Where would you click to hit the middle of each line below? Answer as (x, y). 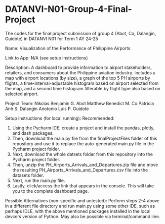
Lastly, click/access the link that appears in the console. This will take (83, 186)
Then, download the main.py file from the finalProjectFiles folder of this (84, 138)
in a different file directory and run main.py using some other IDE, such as (80, 206)
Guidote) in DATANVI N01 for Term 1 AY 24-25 (52, 39)
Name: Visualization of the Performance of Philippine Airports (68, 48)
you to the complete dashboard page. (51, 191)
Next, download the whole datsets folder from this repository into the (82, 154)
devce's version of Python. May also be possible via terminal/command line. (83, 216)
